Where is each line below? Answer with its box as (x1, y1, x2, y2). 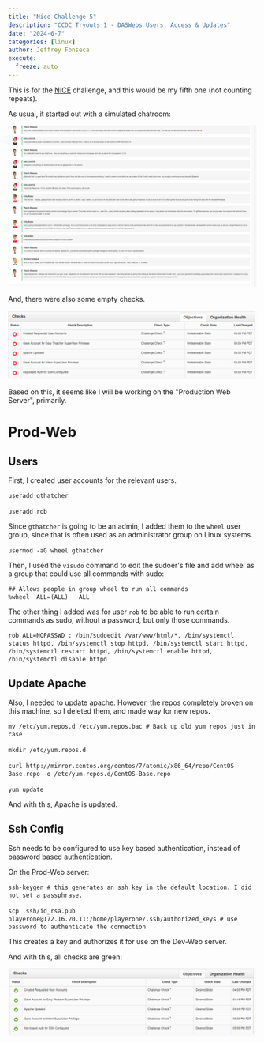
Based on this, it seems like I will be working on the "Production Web (8, 387, 231, 397)
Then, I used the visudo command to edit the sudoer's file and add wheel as (8, 560, 255, 570)
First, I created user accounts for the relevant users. (8, 475, 177, 485)
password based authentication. (8, 852, 113, 861)
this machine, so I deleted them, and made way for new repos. (8, 706, 210, 715)
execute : (8, 55, 37, 62)
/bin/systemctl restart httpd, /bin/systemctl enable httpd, (8, 647, 214, 655)
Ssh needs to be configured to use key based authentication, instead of (8, 843, 240, 853)
